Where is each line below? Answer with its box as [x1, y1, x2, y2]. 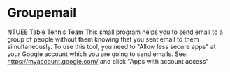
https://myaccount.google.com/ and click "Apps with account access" [7, 57, 209, 65]
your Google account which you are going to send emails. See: [7, 50, 188, 58]
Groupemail [7, 5, 77, 21]
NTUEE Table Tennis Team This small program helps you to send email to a [7, 28, 224, 36]
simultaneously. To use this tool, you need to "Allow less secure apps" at [7, 42, 216, 51]
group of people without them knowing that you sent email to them [7, 35, 199, 43]
